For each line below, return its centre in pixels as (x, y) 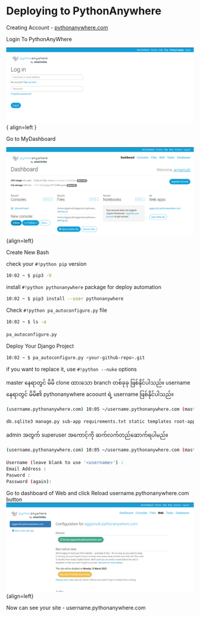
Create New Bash (28, 253)
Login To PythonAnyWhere (39, 39)
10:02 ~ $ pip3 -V (29, 276)
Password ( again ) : (29, 481)
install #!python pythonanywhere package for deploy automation (84, 287)
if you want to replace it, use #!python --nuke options (71, 369)
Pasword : (18, 475)
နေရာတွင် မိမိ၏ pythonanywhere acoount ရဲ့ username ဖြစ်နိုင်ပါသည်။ (90, 394)
